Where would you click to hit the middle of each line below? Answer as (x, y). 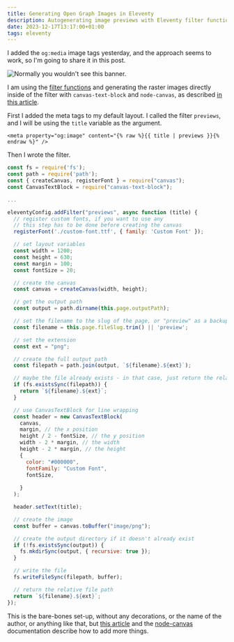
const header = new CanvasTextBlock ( (68, 416)
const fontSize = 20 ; (45, 270)
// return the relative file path (63, 590)
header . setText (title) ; (48, 507)
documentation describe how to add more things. (78, 631)
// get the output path (48, 302)
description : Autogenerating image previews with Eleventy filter (106, 20)
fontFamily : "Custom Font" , (67, 468)
